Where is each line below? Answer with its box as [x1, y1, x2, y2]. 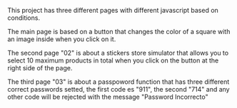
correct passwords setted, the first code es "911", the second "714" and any [7, 85, 230, 93]
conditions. [7, 13, 41, 22]
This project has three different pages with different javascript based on [7, 6, 219, 14]
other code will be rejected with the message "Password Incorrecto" [7, 92, 208, 101]
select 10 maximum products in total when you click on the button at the [7, 56, 219, 65]
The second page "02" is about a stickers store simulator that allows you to [7, 49, 229, 57]
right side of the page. [7, 64, 73, 72]
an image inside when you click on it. [7, 35, 116, 43]
